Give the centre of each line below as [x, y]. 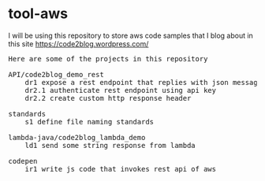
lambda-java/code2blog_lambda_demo [77, 137]
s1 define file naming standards [90, 122]
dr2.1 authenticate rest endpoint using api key [121, 90]
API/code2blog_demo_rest [56, 74]
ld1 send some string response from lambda [110, 145]
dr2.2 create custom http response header [108, 98]
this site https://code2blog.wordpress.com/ [78, 43]
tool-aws [38, 14]
